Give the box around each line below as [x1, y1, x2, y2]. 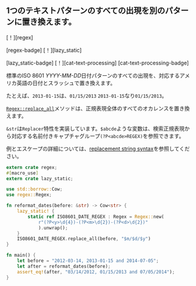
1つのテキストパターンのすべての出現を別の [6, 5, 166, 16]
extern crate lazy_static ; [6, 176, 73, 182]
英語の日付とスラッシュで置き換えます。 [16, 79, 116, 87]
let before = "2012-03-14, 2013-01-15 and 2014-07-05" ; [17, 258, 160, 264]
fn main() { [6, 253, 36, 259]
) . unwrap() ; [38, 225, 68, 231]
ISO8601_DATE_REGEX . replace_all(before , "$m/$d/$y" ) [17, 236, 151, 242]
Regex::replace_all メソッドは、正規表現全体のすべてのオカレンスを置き [6, 104, 185, 112]
